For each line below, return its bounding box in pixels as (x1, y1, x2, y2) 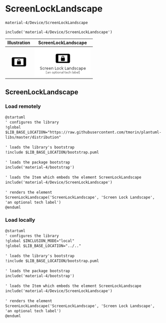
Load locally (5, 216, 35, 223)
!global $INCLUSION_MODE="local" (5, 238, 75, 243)
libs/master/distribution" (5, 135, 61, 140)
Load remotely (5, 103, 41, 110)
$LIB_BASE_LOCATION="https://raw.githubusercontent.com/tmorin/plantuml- (5, 130, 162, 135)
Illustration (7, 40, 31, 46)
